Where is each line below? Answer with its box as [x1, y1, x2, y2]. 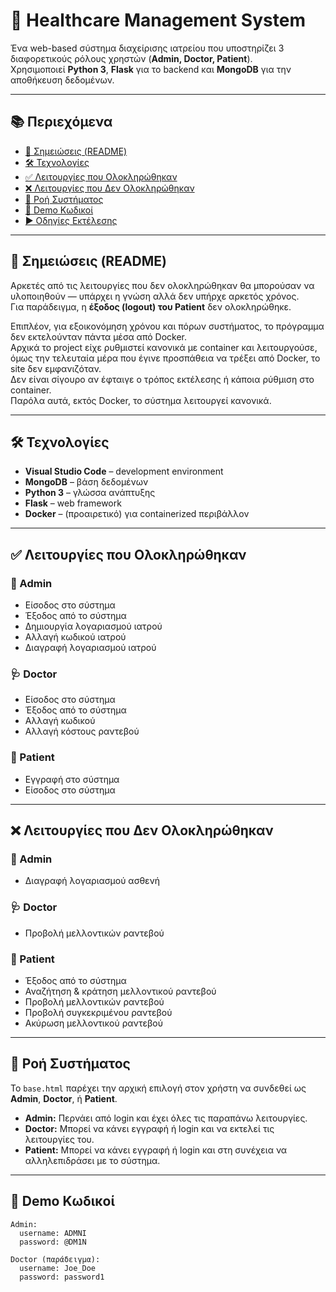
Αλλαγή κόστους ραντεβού [24, 725, 140, 738]
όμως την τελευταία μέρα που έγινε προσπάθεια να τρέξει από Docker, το [10, 352, 321, 364]
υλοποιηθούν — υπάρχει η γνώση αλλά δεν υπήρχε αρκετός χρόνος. [10, 290, 300, 302]
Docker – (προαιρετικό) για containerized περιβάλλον [24, 508, 250, 520]
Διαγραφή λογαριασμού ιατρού [24, 642, 157, 654]
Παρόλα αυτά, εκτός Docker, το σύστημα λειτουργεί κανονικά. [10, 394, 272, 406]
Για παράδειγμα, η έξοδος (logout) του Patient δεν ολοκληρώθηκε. [10, 300, 292, 313]
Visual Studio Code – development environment [24, 465, 224, 478]
